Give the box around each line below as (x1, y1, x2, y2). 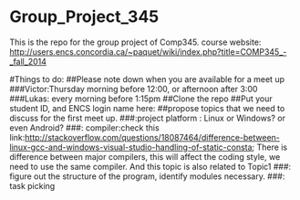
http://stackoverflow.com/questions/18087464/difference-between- (24, 132, 281, 142)
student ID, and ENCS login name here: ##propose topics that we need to (9, 102, 285, 113)
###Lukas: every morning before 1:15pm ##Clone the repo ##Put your (9, 93, 273, 104)
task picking (9, 180, 56, 191)
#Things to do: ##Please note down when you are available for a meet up (9, 73, 285, 84)
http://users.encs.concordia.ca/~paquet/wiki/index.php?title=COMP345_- (9, 46, 287, 57)
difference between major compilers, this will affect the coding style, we (9, 151, 281, 162)
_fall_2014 (9, 56, 47, 67)
